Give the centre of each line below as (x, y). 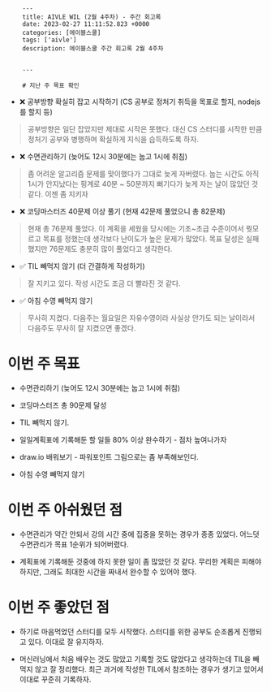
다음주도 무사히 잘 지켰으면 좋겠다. (82, 328)
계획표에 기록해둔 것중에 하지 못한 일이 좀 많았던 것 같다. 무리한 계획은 (129, 561)
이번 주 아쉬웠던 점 (65, 510)
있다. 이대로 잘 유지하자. (66, 642)
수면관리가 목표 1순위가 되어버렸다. (74, 544)
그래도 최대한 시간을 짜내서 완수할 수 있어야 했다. (120, 571)
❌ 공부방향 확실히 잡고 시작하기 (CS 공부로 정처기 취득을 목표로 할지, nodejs (140, 102)
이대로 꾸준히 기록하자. (55, 679)
